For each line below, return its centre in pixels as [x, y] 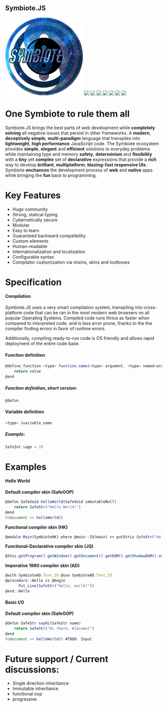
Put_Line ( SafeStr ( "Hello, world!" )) [56, 586]
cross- [150, 307]
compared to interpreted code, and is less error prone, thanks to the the [79, 323]
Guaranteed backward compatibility [49, 236]
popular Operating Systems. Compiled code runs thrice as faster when [78, 318]
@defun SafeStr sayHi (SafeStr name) [43, 623]
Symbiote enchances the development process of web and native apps [79, 170]
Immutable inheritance [35, 689]
